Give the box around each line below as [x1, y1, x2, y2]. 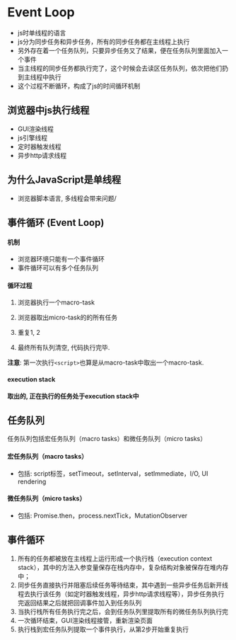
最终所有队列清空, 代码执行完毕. [17, 343, 110, 352]
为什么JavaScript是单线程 [7, 174, 122, 186]
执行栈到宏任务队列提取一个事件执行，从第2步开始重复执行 [17, 624, 189, 634]
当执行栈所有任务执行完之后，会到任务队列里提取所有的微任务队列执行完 [17, 607, 228, 616]
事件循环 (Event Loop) [7, 217, 105, 229]
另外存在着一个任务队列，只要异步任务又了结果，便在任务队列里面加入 [17, 46, 223, 55]
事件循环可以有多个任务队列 [17, 263, 99, 273]
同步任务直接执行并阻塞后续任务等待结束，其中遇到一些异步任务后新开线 [17, 581, 228, 589]
